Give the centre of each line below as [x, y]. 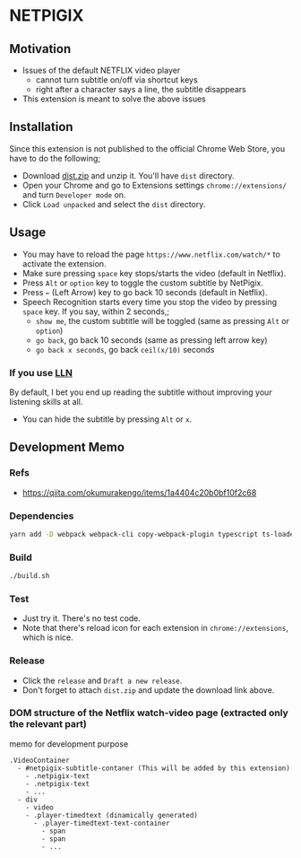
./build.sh [30, 576]
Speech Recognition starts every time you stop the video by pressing [150, 302]
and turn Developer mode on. [74, 195]
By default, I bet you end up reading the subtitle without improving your [141, 392]
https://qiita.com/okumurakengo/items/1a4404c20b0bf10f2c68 [139, 492]
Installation [41, 127]
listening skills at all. [46, 401]
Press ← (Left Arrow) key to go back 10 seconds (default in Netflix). [145, 292]
